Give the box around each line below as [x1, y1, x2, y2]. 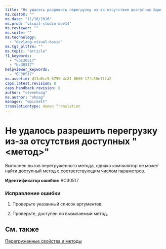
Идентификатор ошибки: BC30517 [5, 177, 79, 183]
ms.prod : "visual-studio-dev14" [5, 21, 72, 26]
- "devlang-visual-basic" [9, 40, 63, 45]
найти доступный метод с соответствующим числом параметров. [5, 168, 146, 174]
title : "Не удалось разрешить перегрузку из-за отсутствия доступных [5, 7, 152, 12]
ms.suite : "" [5, 30, 32, 35]
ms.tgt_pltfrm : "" [5, 44, 43, 49]
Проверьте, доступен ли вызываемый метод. [12, 211, 109, 217]
